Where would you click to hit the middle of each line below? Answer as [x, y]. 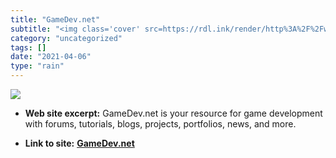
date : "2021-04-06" [51, 57]
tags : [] [28, 47]
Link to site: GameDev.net [79, 143]
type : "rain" [37, 66]
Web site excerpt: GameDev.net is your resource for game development [173, 113]
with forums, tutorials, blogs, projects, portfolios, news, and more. [160, 124]
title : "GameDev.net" [55, 19]
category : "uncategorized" [66, 38]
